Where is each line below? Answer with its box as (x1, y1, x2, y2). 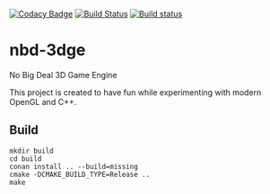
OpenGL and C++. (9, 96, 77, 107)
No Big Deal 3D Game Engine (9, 69, 118, 80)
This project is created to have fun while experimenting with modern (9, 86, 262, 98)
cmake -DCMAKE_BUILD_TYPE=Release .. (9, 170, 151, 179)
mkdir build (9, 146, 54, 155)
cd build (9, 154, 42, 163)
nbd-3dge (9, 40, 86, 60)
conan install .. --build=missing (9, 162, 139, 171)
